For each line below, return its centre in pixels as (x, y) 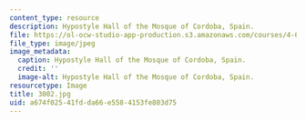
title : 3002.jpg (40, 94)
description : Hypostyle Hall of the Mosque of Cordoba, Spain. (132, 26)
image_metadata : (40, 52)
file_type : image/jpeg (52, 43)
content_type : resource (55, 18)
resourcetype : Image (49, 86)
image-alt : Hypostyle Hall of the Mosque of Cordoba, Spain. (136, 77)
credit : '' (38, 69)
